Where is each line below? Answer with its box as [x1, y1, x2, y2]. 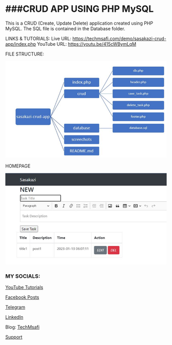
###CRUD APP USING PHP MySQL [5, 3, 154, 15]
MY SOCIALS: [5, 273, 40, 280]
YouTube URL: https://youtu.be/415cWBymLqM [37, 41, 137, 47]
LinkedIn [5, 314, 24, 320]
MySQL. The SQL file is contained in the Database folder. [5, 25, 125, 31]
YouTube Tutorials [5, 284, 44, 291]
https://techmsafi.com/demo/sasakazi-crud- [72, 35, 166, 42]
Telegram [5, 304, 26, 311]
